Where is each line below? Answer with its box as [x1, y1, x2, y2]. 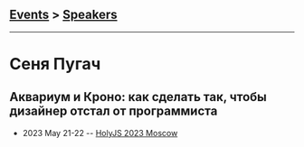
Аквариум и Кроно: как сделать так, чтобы [9, 89, 267, 105]
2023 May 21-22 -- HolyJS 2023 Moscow [22, 127, 178, 138]
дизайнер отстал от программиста [9, 104, 218, 119]
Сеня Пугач [9, 54, 101, 74]
